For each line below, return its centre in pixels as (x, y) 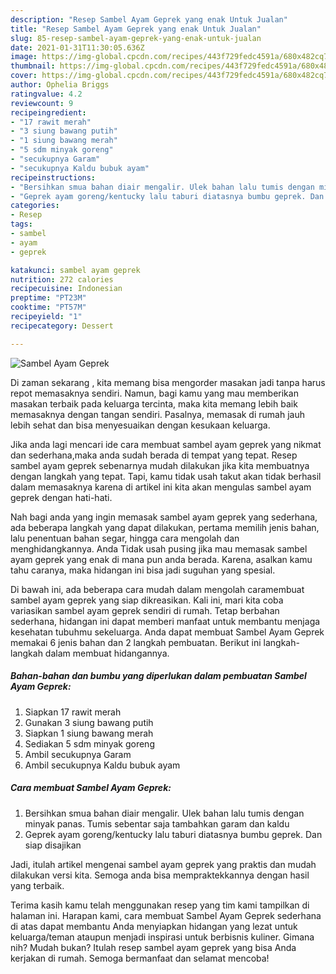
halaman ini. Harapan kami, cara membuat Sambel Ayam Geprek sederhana (166, 915)
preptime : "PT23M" (48, 298)
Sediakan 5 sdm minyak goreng (89, 743)
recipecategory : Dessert (62, 326)
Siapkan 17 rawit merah (73, 712)
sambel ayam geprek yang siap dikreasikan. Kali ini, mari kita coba (147, 600)
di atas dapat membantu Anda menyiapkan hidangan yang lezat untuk (154, 926)
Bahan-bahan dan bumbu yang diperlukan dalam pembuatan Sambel (158, 676)
